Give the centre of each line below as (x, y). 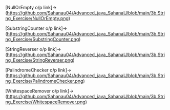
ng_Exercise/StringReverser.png (39, 60)
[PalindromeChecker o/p (31, 70)
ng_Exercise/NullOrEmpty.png (37, 18)
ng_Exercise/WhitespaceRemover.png (45, 102)
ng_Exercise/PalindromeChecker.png (44, 81)
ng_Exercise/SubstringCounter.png (42, 39)
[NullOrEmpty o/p (24, 7)
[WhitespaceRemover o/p (32, 91)
